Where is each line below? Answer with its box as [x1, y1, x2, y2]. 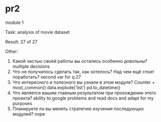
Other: [5, 48, 18, 54]
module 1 [5, 19, 24, 25]
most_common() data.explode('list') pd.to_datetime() [12, 84, 121, 90]
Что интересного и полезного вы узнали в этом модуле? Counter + [12, 79, 156, 85]
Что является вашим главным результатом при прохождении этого [12, 90, 157, 96]
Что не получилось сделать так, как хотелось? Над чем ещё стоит [12, 68, 155, 75]
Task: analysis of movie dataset [5, 29, 70, 35]
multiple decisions [12, 63, 50, 69]
